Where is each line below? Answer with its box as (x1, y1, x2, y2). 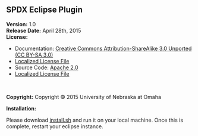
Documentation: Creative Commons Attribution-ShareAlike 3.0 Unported (14, 45, 192, 52)
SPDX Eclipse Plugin (6, 5, 83, 15)
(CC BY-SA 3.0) (14, 51, 54, 58)
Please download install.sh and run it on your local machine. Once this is (6, 116, 183, 123)
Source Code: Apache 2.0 (14, 64, 78, 71)
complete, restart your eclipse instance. (6, 122, 103, 130)
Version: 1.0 (6, 20, 36, 27)
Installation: (6, 104, 37, 112)
